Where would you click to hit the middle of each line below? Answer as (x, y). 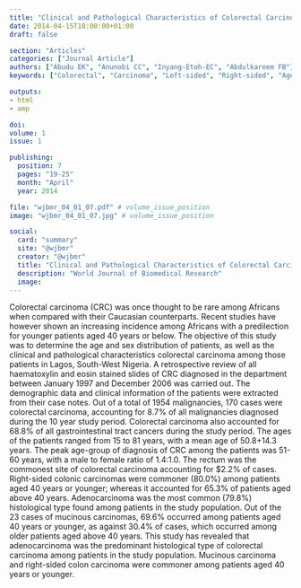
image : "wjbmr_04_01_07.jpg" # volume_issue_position (112, 215)
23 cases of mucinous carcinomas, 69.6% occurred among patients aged (145, 517)
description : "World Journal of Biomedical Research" (120, 273)
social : (24, 232)
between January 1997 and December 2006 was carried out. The (130, 383)
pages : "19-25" (46, 174)
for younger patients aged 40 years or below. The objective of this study (143, 336)
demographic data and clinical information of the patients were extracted (144, 393)
